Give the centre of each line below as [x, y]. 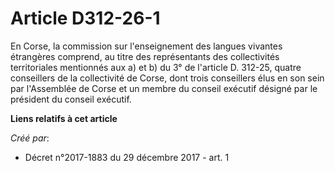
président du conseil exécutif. [71, 99]
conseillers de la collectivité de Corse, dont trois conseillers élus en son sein [167, 78]
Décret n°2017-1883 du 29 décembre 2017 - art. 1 [127, 157]
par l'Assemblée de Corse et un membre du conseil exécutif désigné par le [164, 88]
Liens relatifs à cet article [64, 118]
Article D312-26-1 [85, 18]
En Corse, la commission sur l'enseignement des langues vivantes [146, 46]
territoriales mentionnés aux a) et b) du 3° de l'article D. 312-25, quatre [156, 67]
